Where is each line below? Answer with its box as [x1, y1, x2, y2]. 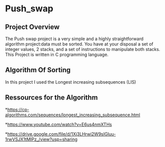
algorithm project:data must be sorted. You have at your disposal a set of [5, 41, 154, 47]
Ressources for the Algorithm [5, 94, 98, 102]
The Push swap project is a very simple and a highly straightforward [5, 36, 144, 42]
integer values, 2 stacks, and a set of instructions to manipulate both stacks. [5, 47, 161, 52]
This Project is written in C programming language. [5, 51, 109, 57]
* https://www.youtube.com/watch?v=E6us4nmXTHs [5, 121, 112, 127]
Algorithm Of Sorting [5, 66, 71, 74]
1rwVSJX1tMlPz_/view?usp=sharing [5, 136, 78, 142]
